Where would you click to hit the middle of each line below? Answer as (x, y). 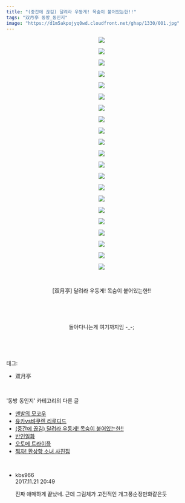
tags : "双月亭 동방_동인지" (37, 18)
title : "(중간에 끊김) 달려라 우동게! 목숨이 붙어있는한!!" (71, 12)
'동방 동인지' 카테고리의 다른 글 (43, 401)
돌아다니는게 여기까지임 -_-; (102, 327)
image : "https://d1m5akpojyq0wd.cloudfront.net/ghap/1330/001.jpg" (93, 23)
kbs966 (24, 475)
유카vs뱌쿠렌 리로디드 (41, 421)
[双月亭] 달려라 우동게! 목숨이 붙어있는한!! (102, 291)
